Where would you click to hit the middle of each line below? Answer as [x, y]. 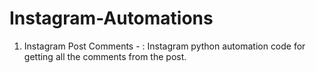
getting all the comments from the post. [105, 56]
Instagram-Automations [111, 18]
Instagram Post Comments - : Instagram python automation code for [164, 46]
